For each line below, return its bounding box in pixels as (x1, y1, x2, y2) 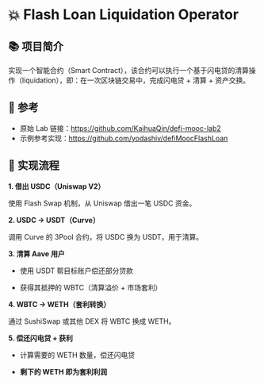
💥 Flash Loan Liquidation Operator (8, 6, 239, 24)
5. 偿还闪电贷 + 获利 (8, 333, 74, 343)
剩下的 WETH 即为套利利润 (19, 367, 108, 376)
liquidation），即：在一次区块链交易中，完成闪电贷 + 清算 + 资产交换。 (21, 75, 251, 85)
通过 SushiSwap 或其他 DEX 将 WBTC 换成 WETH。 (8, 316, 176, 326)
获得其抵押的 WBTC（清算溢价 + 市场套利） (19, 282, 163, 292)
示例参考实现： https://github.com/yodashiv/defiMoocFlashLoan (19, 133, 228, 143)
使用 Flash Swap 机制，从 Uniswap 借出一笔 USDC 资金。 (8, 198, 197, 208)
